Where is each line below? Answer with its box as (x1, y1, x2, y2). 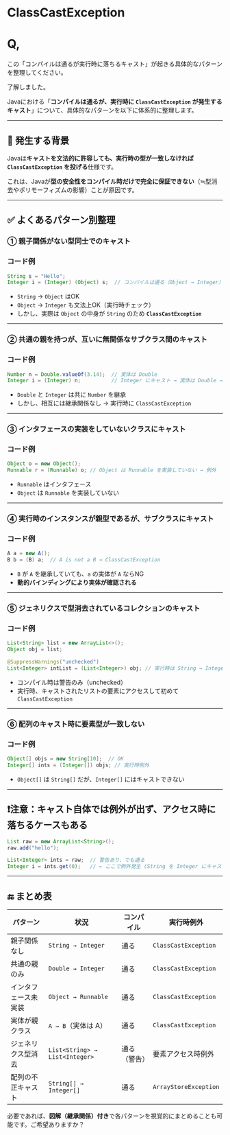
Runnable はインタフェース (16, 480, 92, 489)
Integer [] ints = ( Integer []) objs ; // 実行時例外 (7, 762, 149, 769)
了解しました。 (7, 83, 49, 91)
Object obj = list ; (7, 646, 63, 653)
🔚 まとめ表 (7, 890, 53, 902)
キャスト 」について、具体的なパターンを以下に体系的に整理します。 (7, 106, 198, 115)
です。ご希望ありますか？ (12, 1121, 85, 1129)
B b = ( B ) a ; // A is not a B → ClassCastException (7, 557, 161, 563)
